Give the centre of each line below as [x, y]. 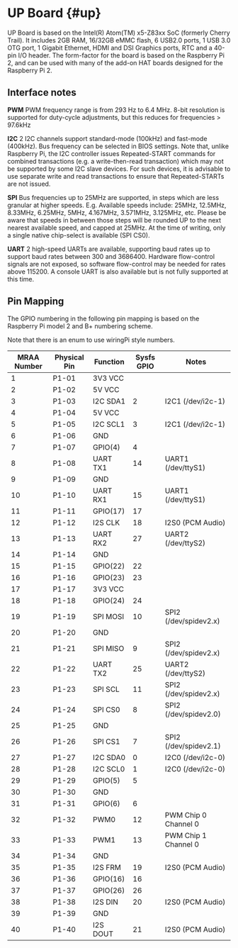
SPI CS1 [107, 741]
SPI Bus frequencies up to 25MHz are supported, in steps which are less [113, 197]
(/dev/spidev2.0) [193, 714]
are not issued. [29, 184]
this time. [21, 279]
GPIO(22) [109, 566]
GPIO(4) [107, 447]
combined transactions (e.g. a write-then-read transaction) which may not [116, 161]
